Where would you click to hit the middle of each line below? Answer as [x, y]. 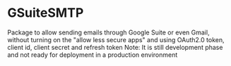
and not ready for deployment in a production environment [93, 55]
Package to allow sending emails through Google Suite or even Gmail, [108, 32]
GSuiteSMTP [46, 13]
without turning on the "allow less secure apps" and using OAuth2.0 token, [116, 39]
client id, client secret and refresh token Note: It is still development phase [115, 47]
